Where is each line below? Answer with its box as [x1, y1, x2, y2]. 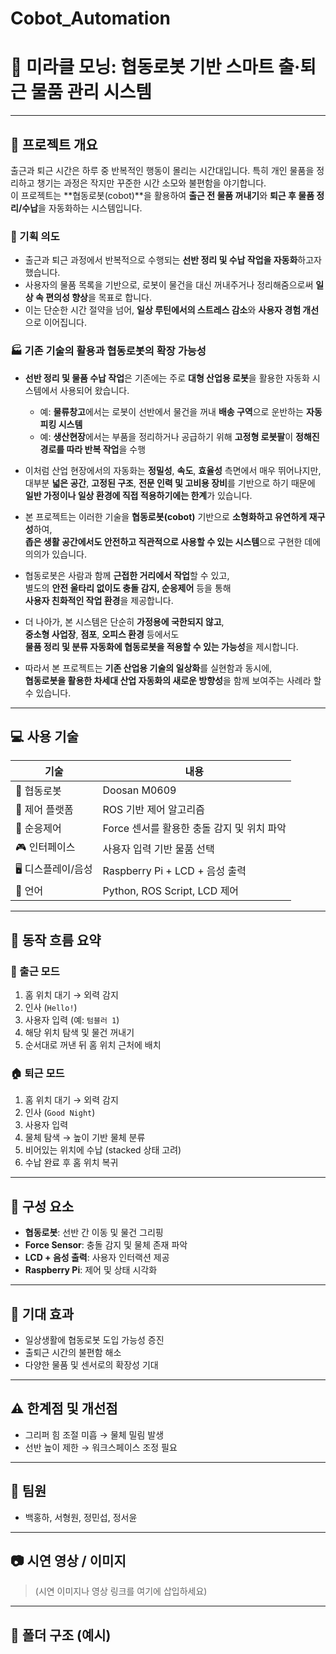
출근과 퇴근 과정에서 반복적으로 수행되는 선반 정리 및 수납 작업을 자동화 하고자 [24, 254, 322, 266]
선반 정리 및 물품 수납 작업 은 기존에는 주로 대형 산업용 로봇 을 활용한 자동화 [24, 372, 310, 384]
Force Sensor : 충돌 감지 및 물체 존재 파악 [24, 1239, 188, 1251]
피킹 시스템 [39, 418, 83, 430]
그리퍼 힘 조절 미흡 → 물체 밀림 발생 [24, 1428, 165, 1441]
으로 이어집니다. [24, 317, 87, 329]
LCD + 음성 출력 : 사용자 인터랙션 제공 [24, 1252, 170, 1264]
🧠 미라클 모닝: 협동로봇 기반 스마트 [10, 56, 275, 79]
